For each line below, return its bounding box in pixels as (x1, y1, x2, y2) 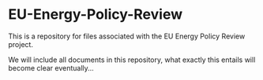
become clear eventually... (8, 63, 95, 72)
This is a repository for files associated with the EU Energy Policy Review (8, 31, 246, 41)
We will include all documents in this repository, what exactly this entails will (8, 55, 256, 64)
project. (8, 39, 34, 49)
